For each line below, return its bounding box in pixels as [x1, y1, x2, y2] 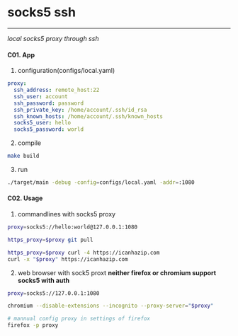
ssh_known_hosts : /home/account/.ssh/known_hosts [13, 112, 163, 120]
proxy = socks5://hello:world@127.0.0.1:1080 [7, 224, 138, 231]
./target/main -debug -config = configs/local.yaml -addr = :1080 [7, 179, 195, 186]
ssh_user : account [13, 93, 69, 100]
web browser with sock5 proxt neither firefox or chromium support [17, 268, 217, 277]
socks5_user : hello [13, 120, 72, 127]
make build [7, 153, 40, 160]
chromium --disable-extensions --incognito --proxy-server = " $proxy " [7, 302, 214, 310]
